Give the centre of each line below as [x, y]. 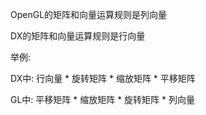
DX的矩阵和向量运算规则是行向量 [78, 36]
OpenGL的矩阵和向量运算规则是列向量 [89, 14]
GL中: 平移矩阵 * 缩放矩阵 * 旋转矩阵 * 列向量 [102, 99]
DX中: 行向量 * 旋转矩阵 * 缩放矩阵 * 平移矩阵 [103, 78]
